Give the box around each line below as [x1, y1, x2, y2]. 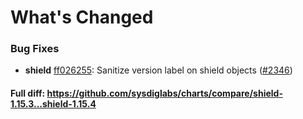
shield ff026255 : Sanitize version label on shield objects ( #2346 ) [24, 64, 293, 76]
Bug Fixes [10, 42, 60, 56]
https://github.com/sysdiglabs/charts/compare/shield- [46, 87, 283, 100]
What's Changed [10, 6, 154, 29]
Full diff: [10, 87, 46, 100]
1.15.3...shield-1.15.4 [10, 98, 97, 110]
